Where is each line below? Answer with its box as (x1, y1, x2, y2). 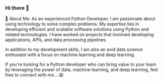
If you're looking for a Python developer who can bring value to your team (5, 62, 157, 68)
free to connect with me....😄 (5, 72, 64, 78)
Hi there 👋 (5, 4, 30, 11)
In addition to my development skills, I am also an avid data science (5, 47, 143, 53)
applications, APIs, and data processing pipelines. (5, 37, 107, 43)
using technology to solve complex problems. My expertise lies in (5, 21, 139, 27)
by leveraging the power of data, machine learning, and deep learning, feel (5, 67, 158, 73)
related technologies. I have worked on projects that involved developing (5, 32, 154, 38)
